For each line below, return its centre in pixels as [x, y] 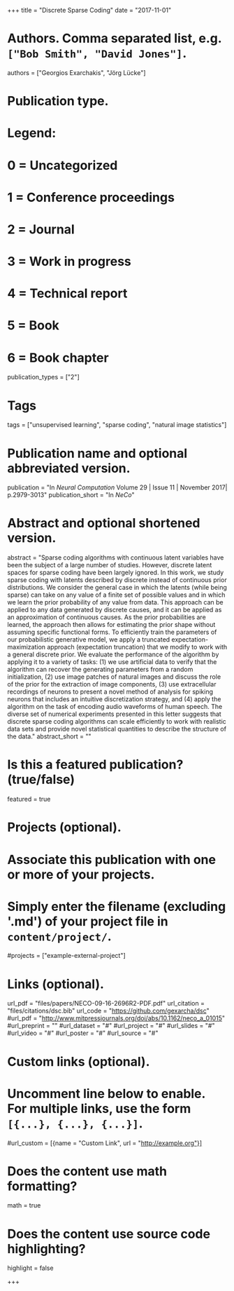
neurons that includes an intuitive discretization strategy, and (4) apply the [114, 699]
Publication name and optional [97, 453]
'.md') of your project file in [88, 921]
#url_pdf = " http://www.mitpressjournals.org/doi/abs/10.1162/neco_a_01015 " [116, 1018]
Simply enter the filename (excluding [117, 906]
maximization [27, 647]
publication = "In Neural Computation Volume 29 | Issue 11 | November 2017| [117, 487]
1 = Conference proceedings [91, 197]
